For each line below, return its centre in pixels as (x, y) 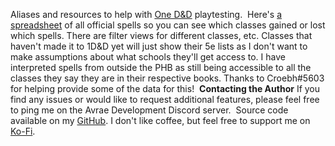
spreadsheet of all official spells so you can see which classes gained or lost (168, 25)
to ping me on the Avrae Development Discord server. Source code (149, 110)
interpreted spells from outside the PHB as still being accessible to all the (161, 67)
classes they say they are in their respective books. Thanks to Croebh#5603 (167, 78)
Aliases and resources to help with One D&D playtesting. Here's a (146, 14)
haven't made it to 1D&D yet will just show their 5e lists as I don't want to (159, 46)
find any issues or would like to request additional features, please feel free (165, 99)
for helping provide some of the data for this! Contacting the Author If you (165, 88)
